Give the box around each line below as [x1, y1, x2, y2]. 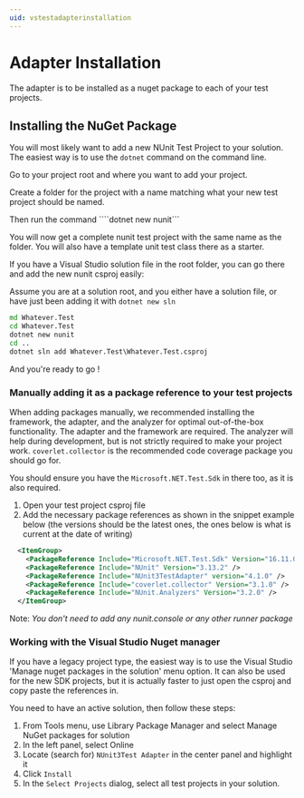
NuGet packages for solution [22, 730, 130, 741]
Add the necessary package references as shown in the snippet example [22, 510, 295, 521]
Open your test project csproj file [22, 500, 147, 511]
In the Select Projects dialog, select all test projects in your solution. [22, 778, 280, 789]
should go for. [9, 455, 62, 466]
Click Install [22, 768, 72, 780]
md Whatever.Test [9, 314, 75, 323]
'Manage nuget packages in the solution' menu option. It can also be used [9, 666, 286, 676]
